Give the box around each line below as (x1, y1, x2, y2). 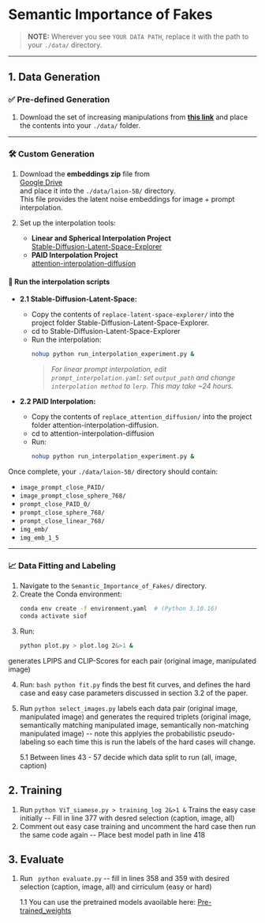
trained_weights (19, 906, 72, 915)
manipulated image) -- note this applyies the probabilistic (19, 728, 207, 738)
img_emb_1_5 (19, 534, 59, 542)
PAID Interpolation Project (31, 250, 118, 259)
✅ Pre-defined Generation (8, 94, 110, 105)
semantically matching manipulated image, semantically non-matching (19, 720, 249, 729)
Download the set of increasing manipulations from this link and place (19, 112, 248, 122)
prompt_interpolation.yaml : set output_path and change (50, 373, 236, 382)
